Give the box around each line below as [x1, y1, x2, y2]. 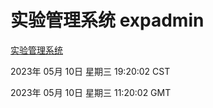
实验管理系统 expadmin [10, 9, 205, 32]
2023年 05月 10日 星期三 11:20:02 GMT [10, 86, 172, 98]
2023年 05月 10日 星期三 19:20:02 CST [10, 65, 171, 77]
